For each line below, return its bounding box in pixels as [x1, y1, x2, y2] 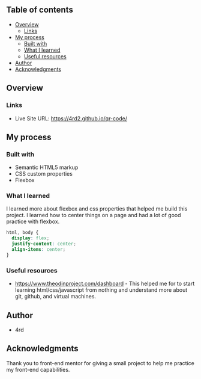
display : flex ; [11, 235, 50, 241]
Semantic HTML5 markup [14, 164, 79, 171]
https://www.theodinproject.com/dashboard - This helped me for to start [14, 280, 195, 288]
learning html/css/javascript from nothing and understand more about [14, 286, 188, 294]
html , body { [6, 230, 39, 236]
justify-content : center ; [11, 241, 77, 247]
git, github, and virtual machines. [14, 293, 97, 300]
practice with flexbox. [6, 218, 60, 225]
